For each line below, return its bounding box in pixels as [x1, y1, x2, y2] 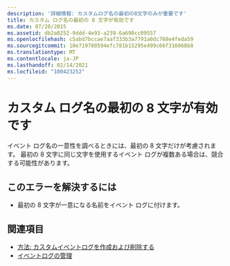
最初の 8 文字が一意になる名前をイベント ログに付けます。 [17, 201, 184, 209]
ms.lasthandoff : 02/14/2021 [7, 62, 89, 69]
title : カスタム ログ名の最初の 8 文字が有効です [7, 17, 134, 24]
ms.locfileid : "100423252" [7, 68, 85, 75]
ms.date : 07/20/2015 [7, 23, 67, 30]
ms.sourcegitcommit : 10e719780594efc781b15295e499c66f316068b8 [7, 42, 194, 49]
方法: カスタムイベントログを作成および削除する [17, 243, 154, 251]
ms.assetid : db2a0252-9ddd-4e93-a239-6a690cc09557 [7, 29, 157, 37]
